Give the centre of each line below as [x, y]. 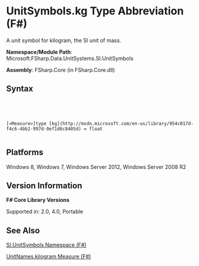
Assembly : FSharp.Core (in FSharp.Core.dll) [61, 69]
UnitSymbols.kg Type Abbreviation [95, 11]
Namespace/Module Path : [39, 52]
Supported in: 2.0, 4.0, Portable [45, 211]
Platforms [25, 152]
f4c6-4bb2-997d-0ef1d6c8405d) [44, 129]
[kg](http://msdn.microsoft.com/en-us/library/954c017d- [121, 123]
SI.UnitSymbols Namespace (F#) [46, 245]
